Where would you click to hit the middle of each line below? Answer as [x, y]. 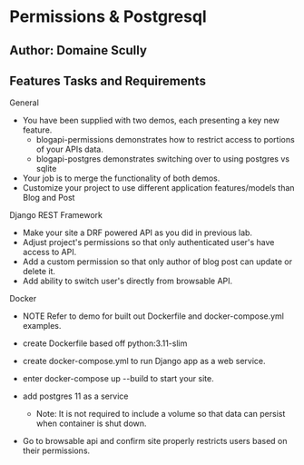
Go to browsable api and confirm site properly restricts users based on [155, 441]
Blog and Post [49, 198]
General [24, 103]
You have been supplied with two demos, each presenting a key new [151, 121]
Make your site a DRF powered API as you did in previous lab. [137, 232]
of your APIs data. [70, 149]
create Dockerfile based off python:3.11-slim [105, 343]
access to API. [49, 252]
